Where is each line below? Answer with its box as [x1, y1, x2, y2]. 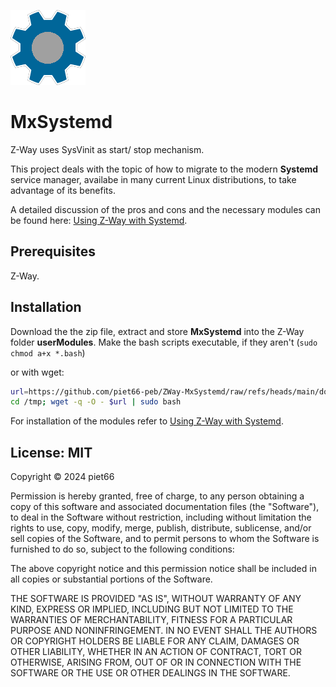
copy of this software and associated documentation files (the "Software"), [10, 501, 320, 513]
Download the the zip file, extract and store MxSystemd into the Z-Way [10, 325, 305, 337]
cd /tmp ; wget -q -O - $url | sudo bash [10, 397, 182, 407]
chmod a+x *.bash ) [10, 346, 86, 359]
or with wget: [10, 366, 65, 378]
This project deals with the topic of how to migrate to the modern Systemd [10, 163, 319, 175]
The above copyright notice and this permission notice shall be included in [10, 563, 317, 575]
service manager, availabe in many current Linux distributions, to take [10, 173, 297, 185]
